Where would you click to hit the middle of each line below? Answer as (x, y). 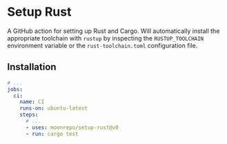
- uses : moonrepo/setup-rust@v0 (72, 128)
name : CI (32, 102)
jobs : (15, 89)
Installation (32, 67)
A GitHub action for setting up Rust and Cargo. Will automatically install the (113, 31)
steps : (29, 115)
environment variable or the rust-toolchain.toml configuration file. (102, 45)
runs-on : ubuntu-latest (54, 108)
